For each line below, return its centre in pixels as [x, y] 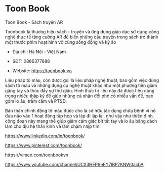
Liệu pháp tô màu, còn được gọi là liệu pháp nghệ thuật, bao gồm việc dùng [82, 80]
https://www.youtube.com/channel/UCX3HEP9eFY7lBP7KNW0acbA [75, 164]
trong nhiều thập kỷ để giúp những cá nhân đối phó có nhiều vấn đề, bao [79, 96]
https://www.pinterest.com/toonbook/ [44, 145]
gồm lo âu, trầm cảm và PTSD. [36, 101]
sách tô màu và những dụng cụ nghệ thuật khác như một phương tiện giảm [81, 85]
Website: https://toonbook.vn [42, 71]
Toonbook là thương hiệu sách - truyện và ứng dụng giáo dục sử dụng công [82, 31]
